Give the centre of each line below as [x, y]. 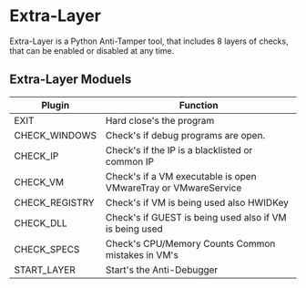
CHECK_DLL [41, 222]
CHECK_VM [39, 181]
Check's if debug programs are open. [185, 135]
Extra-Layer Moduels [71, 80]
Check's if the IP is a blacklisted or [179, 149]
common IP [130, 161]
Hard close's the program [160, 120]
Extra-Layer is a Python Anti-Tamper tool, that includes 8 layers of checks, [149, 41]
